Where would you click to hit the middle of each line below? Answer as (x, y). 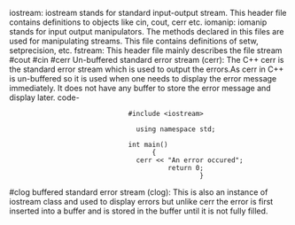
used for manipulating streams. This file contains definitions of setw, (134, 41)
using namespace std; (176, 129)
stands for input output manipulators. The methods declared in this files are (147, 31)
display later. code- (44, 97)
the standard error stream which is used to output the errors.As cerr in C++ (147, 69)
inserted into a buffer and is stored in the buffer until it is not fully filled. (139, 211)
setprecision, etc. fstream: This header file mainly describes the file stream (146, 50)
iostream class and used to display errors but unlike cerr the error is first (141, 202)
